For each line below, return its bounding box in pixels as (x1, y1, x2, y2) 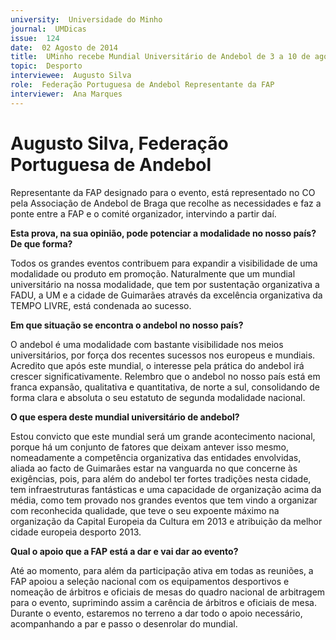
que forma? (23, 237, 73, 250)
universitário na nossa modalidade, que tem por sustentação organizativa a (10, 278, 320, 290)
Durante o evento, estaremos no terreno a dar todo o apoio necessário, (10, 607, 303, 619)
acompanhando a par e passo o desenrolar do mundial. (10, 617, 238, 630)
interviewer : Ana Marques (10, 89, 123, 99)
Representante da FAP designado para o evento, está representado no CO (10, 186, 316, 198)
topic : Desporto (10, 61, 83, 71)
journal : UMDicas (10, 24, 87, 34)
